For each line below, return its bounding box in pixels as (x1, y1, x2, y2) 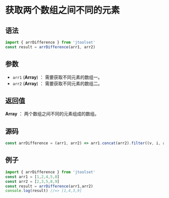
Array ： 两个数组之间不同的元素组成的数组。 (5, 111, 99, 117)
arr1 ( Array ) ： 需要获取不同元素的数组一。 (12, 74, 103, 80)
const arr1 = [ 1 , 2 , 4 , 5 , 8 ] (5, 174, 59, 179)
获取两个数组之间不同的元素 (5, 5, 120, 16)
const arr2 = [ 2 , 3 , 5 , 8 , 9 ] (5, 179, 59, 184)
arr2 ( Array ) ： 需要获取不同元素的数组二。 (12, 80, 103, 86)
